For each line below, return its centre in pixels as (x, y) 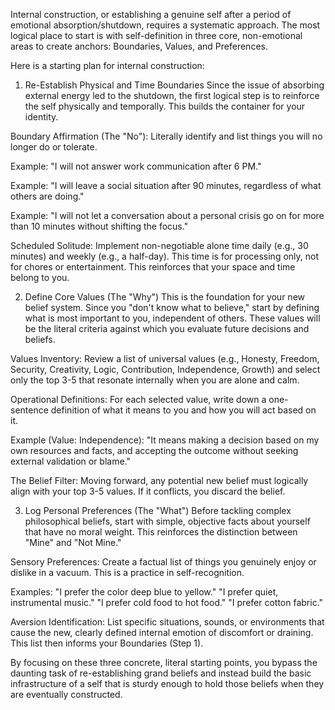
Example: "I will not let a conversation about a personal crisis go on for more (167, 215)
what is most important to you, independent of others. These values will (172, 318)
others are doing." (47, 196)
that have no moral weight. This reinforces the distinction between (161, 532)
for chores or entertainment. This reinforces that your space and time (153, 267)
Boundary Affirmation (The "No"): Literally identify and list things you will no (166, 136)
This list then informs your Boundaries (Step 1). (107, 643)
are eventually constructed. (66, 694)
